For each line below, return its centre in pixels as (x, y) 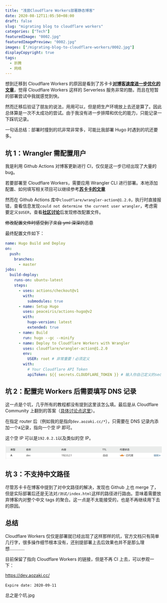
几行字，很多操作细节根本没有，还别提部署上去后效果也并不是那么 (73, 542)
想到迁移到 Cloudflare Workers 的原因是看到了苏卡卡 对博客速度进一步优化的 (83, 84)
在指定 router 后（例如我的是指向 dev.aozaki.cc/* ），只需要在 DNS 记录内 (80, 421)
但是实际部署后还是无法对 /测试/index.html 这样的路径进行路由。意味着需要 (81, 493)
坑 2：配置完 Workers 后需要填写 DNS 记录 (71, 392)
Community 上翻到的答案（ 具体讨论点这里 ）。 (51, 410)
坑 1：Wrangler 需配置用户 (46, 153)
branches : (24, 259)
